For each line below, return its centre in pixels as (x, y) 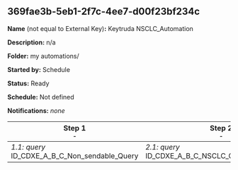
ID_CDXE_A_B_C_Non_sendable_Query (75, 156)
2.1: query (163, 147)
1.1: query (28, 147)
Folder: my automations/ (43, 56)
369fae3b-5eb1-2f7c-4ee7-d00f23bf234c (104, 12)
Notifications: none (36, 110)
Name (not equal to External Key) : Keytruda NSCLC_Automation (100, 28)
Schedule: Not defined (41, 97)
